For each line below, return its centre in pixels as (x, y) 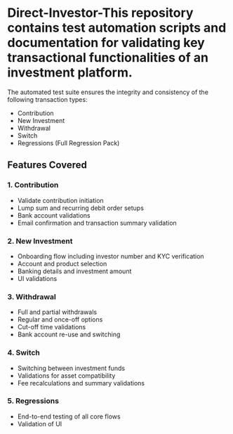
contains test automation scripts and (117, 28)
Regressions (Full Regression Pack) (68, 143)
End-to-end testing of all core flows (69, 416)
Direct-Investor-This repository (100, 13)
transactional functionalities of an (108, 58)
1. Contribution (33, 185)
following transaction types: (47, 99)
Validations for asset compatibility (66, 375)
